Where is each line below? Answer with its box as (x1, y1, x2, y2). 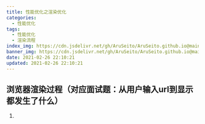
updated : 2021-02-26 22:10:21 (6, 60, 84, 66)
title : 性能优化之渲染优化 (6, 9, 67, 15)
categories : (6, 15, 37, 21)
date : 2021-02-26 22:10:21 (6, 54, 75, 60)
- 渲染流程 (12, 37, 36, 43)
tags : (6, 26, 20, 32)
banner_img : (6, 49, 37, 55)
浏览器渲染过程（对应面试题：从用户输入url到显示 (6, 84, 193, 95)
